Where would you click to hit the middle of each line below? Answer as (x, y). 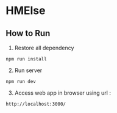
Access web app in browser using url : (62, 93)
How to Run (28, 33)
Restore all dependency (44, 48)
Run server (28, 70)
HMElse (26, 11)
